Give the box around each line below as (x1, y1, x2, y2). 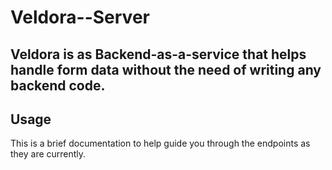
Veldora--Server (10, 6, 150, 29)
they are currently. (10, 148, 87, 160)
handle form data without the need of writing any (10, 61, 322, 78)
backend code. (10, 77, 106, 94)
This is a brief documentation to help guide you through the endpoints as (10, 137, 311, 150)
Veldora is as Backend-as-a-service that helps (10, 46, 307, 63)
